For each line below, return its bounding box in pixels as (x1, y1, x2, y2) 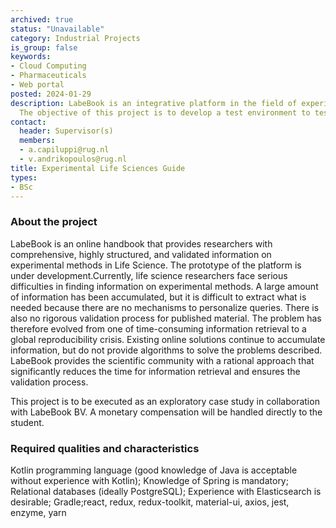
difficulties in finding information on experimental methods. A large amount (10, 280, 319, 292)
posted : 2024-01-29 (10, 89, 92, 99)
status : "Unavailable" (10, 24, 105, 34)
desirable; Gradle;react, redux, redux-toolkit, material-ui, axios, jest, (10, 496, 290, 508)
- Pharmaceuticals (10, 71, 87, 81)
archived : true (10, 14, 74, 25)
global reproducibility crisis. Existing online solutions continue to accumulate (10, 333, 326, 345)
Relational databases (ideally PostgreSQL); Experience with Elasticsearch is (10, 485, 322, 497)
